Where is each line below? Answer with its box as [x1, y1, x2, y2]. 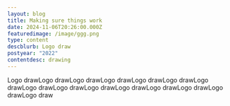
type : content [7, 37, 49, 44]
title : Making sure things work [7, 17, 102, 24]
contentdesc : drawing [7, 57, 71, 64]
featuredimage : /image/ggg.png [7, 30, 99, 37]
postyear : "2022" [7, 50, 59, 57]
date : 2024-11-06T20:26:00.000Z [7, 23, 102, 30]
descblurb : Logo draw [7, 43, 71, 50]
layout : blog [7, 10, 46, 18]
